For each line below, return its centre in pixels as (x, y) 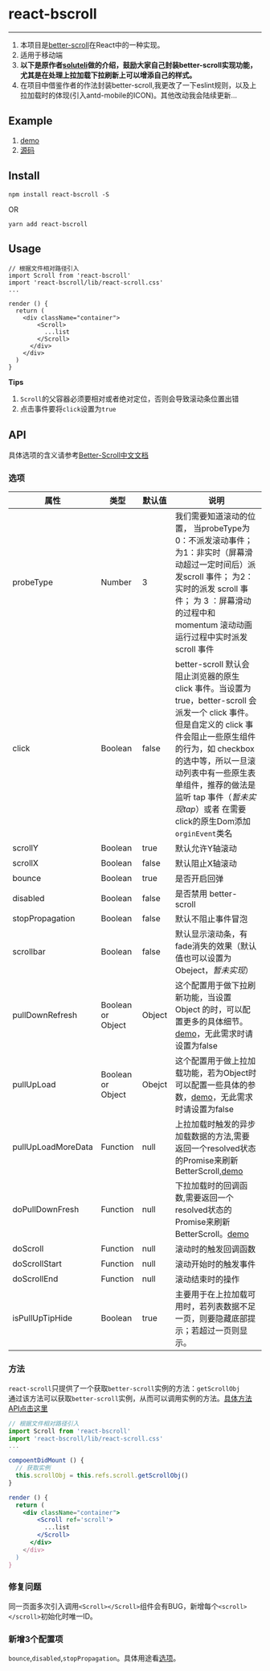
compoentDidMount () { (46, 1461)
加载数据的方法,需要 (213, 1136)
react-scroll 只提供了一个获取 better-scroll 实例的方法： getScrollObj (124, 1388)
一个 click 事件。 (222, 713)
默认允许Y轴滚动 (206, 849)
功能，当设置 (207, 998)
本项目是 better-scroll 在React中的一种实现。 (92, 44)
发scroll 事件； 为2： (214, 577)
